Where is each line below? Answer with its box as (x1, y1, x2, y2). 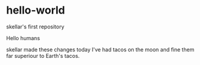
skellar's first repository (6, 23, 64, 30)
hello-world (6, 4, 66, 17)
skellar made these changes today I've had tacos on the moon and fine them (6, 45, 195, 53)
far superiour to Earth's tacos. (6, 52, 80, 59)
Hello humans (6, 34, 41, 41)
